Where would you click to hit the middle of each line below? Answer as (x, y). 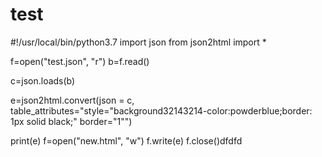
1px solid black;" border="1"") (71, 121)
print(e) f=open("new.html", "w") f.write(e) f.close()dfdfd (126, 140)
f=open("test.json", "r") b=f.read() (80, 61)
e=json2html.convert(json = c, (72, 100)
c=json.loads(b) (43, 80)
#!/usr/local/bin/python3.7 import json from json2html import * (138, 42)
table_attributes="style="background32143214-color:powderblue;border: (161, 110)
